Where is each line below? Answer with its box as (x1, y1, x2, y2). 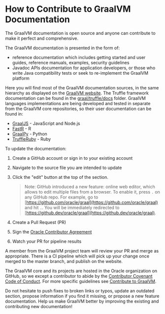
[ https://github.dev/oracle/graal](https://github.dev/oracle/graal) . (24, 210, 156, 216)
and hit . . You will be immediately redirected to (24, 204, 120, 210)
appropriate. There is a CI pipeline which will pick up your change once (5, 253, 149, 259)
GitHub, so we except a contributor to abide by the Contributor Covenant (5, 273, 153, 279)
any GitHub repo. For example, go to (24, 194, 99, 200)
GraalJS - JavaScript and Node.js (12, 120, 80, 126)
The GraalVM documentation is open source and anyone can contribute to (5, 30, 156, 36)
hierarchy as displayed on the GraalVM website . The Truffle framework (5, 90, 149, 96)
